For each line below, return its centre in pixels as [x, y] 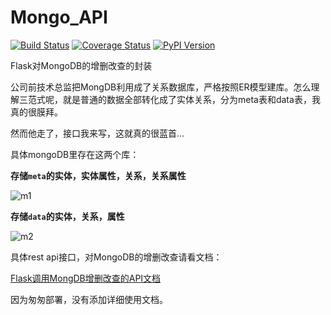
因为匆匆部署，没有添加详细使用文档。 [89, 299]
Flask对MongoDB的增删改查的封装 [81, 65]
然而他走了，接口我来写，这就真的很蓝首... [97, 133]
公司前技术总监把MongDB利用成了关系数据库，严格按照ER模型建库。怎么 [161, 87]
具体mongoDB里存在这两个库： [75, 154]
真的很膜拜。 [36, 112]
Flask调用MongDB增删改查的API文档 [86, 278]
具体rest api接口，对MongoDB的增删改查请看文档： [116, 257]
